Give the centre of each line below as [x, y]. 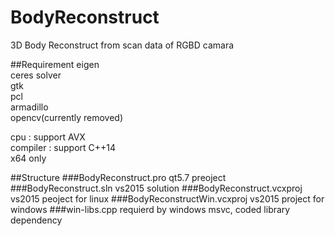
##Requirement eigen [55, 64]
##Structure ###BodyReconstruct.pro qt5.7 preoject [118, 177]
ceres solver [36, 75]
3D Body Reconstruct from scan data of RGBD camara [122, 45]
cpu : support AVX [48, 137]
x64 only [28, 158]
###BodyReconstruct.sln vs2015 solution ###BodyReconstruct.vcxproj [156, 188]
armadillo [29, 107]
